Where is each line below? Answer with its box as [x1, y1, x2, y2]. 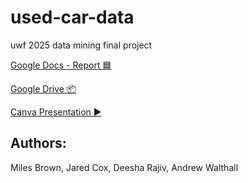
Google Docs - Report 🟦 [10, 59, 112, 71]
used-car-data [10, 6, 135, 29]
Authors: [10, 135, 67, 152]
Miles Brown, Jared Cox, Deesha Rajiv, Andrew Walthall [10, 161, 239, 173]
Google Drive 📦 [10, 82, 77, 95]
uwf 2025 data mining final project [10, 39, 153, 51]
